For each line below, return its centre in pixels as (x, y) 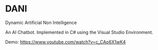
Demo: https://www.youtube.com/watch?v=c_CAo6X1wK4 (65, 42)
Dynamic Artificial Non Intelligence (41, 22)
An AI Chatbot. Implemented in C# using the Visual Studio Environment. (79, 32)
